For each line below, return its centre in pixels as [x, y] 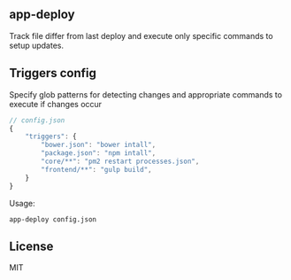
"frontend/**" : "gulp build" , [96, 169]
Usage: [22, 203]
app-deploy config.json [53, 219]
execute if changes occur [56, 104]
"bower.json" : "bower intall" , [99, 145]
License [31, 246]
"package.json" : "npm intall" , [99, 153]
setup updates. [37, 45]
